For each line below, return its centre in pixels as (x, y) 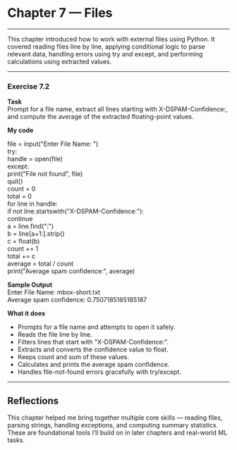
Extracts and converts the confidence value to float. (93, 349)
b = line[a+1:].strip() (36, 234)
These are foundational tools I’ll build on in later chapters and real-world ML (117, 433)
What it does (26, 313)
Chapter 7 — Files (60, 13)
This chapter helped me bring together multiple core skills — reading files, (115, 418)
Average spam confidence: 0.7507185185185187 (77, 300)
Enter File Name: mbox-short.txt (54, 292)
